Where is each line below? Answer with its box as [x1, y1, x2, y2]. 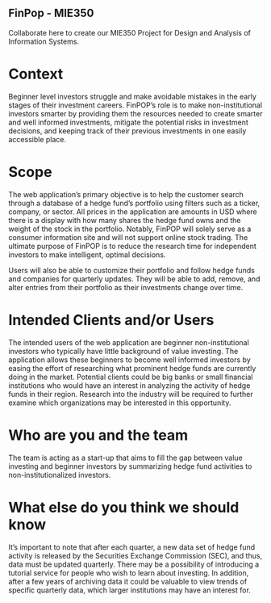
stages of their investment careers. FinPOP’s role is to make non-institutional [8, 100, 263, 110]
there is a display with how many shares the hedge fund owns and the [8, 215, 241, 225]
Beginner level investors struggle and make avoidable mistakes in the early [8, 91, 256, 101]
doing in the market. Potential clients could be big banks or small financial [8, 372, 253, 382]
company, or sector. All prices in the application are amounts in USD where [8, 206, 258, 217]
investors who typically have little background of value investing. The [8, 346, 239, 356]
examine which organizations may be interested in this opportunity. [8, 398, 231, 407]
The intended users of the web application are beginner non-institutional [8, 337, 250, 347]
